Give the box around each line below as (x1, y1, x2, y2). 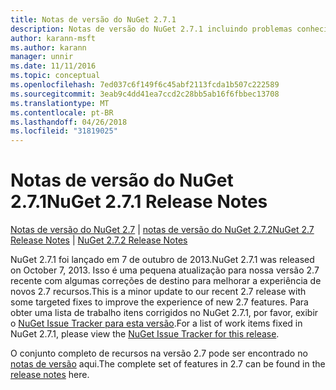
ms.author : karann (10, 42, 87, 53)
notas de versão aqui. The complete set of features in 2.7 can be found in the (10, 358, 326, 370)
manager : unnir (10, 52, 74, 62)
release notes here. (10, 369, 90, 381)
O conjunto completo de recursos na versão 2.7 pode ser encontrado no (10, 347, 308, 360)
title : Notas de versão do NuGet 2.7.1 (10, 14, 177, 25)
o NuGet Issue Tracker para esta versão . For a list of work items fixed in (10, 317, 303, 330)
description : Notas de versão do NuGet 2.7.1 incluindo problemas (10, 24, 293, 34)
